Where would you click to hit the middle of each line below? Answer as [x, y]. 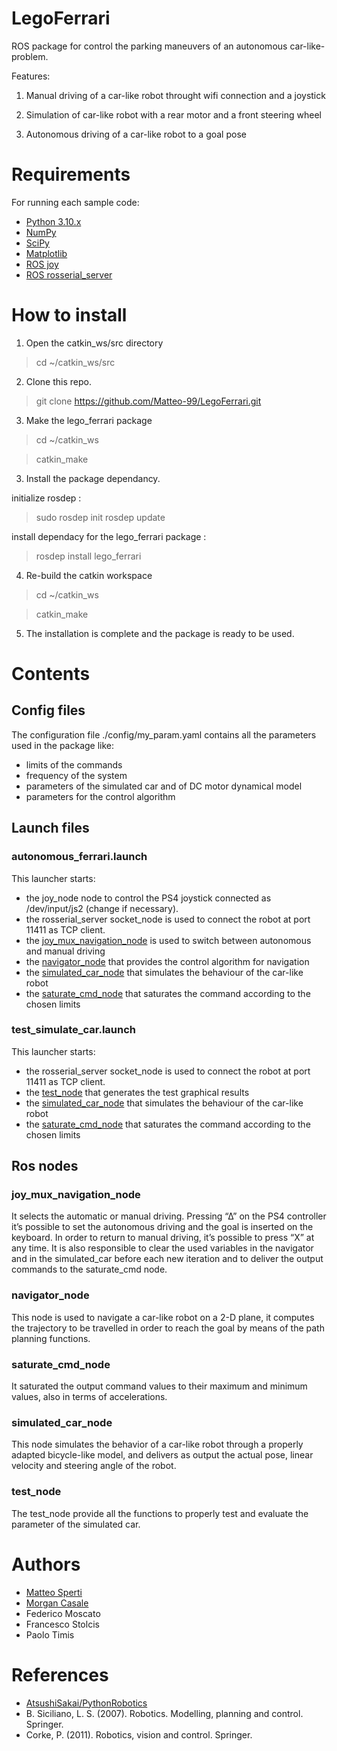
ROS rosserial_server [69, 274]
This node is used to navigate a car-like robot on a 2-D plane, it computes [163, 1317]
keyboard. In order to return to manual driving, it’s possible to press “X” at [163, 1238]
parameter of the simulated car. [76, 1524]
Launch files [50, 828]
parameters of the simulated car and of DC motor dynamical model [164, 786]
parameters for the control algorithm [100, 796]
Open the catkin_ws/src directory [94, 343]
